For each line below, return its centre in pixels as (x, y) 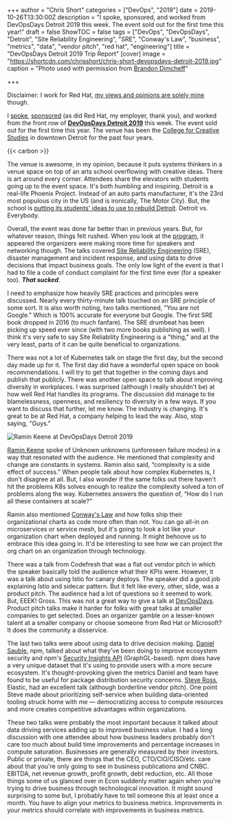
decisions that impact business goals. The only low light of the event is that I (115, 265)
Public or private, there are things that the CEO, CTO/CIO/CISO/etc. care (109, 759)
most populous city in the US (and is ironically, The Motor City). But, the (109, 201)
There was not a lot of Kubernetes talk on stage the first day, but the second (115, 358)
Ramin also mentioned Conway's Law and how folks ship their (95, 514)
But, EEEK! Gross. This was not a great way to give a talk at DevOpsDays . (111, 601)
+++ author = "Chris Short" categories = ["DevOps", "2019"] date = (102, 10)
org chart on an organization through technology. (77, 551)
